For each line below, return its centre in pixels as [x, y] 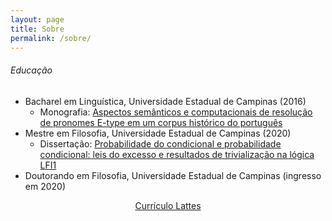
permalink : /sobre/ [51, 38]
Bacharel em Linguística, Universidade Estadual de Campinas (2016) [165, 101]
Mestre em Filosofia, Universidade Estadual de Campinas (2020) [158, 133]
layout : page [37, 19]
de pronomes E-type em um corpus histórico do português [161, 122]
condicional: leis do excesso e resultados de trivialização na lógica [177, 154]
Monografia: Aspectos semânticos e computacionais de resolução [176, 112]
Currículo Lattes [168, 205]
